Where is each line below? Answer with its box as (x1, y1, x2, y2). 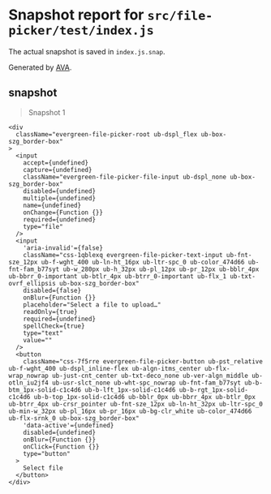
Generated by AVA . (8, 62, 72, 72)
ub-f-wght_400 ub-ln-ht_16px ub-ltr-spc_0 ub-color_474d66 (41, 258, 245, 266)
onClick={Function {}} (23, 442, 100, 451)
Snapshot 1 (28, 107, 66, 117)
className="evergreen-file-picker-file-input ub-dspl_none (23, 173, 227, 181)
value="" (23, 336, 53, 344)
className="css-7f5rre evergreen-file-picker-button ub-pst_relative (23, 357, 264, 366)
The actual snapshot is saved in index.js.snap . (8, 46, 166, 56)
